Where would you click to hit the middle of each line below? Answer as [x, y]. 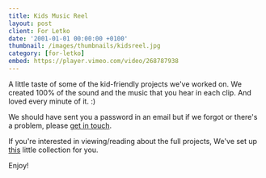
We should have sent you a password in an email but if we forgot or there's [133, 117]
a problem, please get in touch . [60, 125]
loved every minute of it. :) [52, 101]
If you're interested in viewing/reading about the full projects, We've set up [133, 141]
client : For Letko [39, 31]
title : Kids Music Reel [49, 16]
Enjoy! [19, 165]
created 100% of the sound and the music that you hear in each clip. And [130, 92]
